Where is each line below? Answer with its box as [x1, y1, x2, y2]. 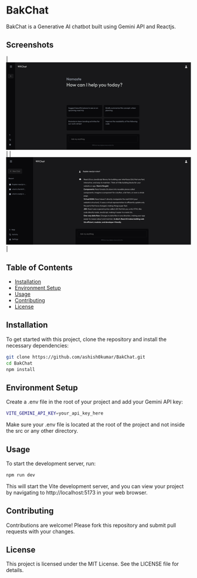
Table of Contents [6, 262, 73, 272]
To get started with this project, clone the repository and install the [6, 336, 167, 343]
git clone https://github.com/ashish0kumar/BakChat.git [6, 354, 145, 360]
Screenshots [6, 40, 54, 50]
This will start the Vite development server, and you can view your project [6, 483, 184, 490]
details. [6, 567, 24, 574]
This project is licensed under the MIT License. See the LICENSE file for [6, 560, 179, 567]
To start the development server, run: [6, 460, 96, 467]
